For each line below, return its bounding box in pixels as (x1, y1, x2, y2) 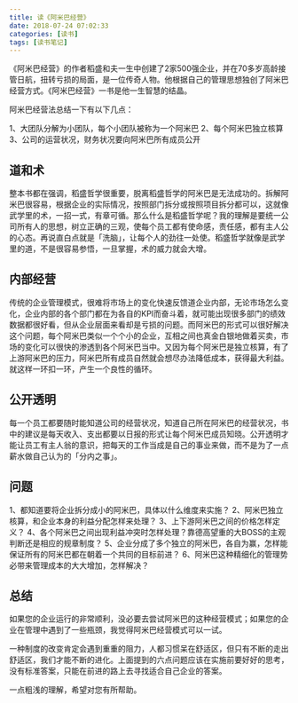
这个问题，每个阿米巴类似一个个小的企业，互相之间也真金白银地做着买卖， (9, 330, 281, 341)
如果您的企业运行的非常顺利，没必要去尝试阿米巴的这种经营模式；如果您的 (9, 613, 281, 624)
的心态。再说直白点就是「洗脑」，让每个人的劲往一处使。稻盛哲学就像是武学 (9, 233, 286, 243)
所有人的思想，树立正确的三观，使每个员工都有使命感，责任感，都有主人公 (16, 221, 289, 232)
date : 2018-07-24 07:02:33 (9, 21, 109, 30)
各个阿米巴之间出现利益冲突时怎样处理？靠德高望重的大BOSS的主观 (39, 526, 286, 537)
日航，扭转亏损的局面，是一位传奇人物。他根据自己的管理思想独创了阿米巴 (16, 75, 289, 85)
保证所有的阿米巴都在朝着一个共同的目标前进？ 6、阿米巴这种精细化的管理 (9, 549, 281, 559)
